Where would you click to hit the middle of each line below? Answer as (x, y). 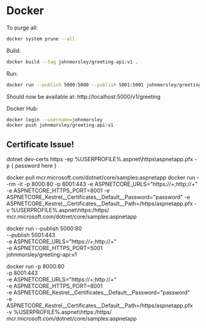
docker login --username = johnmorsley (55, 120)
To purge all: (22, 28)
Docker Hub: (22, 109)
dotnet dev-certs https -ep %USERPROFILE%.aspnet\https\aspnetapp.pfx (100, 159)
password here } (36, 166)
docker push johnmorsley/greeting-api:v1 (60, 125)
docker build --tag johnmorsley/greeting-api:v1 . (72, 62)
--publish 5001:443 (31, 235)
